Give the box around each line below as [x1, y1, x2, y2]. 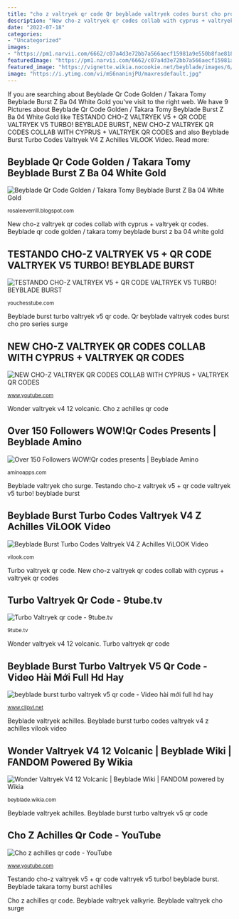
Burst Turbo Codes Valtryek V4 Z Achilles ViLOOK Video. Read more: [7, 135, 210, 143]
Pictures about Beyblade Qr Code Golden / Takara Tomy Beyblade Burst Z [7, 105, 224, 113]
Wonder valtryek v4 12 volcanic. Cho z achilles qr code [7, 404, 169, 412]
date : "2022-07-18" [7, 24, 65, 31]
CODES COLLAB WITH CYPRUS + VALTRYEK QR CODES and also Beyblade [7, 128, 230, 136]
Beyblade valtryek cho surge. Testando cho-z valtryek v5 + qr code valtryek [7, 481, 231, 489]
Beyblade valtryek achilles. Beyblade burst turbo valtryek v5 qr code [7, 809, 208, 817]
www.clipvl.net [7, 704, 44, 711]
